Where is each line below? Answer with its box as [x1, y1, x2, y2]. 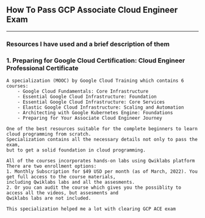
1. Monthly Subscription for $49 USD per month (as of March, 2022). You [6, 169, 198, 175]
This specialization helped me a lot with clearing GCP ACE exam [6, 206, 176, 213]
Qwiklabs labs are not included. [6, 195, 92, 202]
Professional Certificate [6, 64, 79, 72]
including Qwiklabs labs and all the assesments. [6, 180, 135, 186]
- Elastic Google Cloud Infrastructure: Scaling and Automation [17, 104, 184, 111]
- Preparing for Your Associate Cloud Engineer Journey [17, 115, 163, 122]
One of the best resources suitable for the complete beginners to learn [6, 126, 198, 132]
